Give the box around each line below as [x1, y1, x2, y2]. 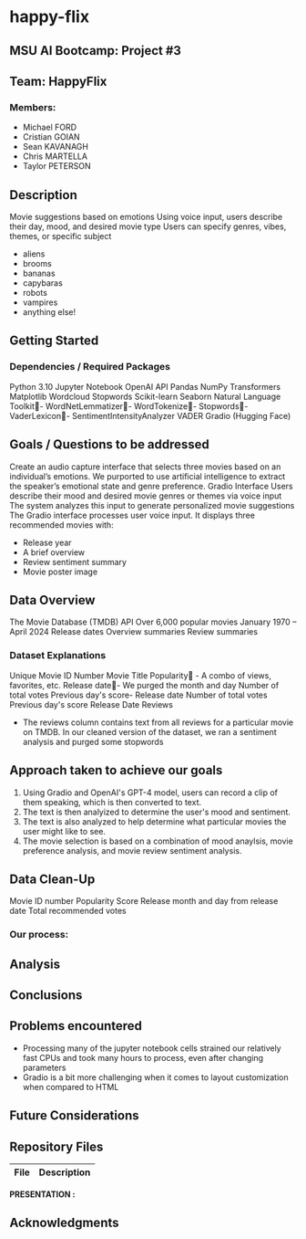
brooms [22, 258, 52, 269]
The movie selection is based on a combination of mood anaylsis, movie [22, 835, 293, 846]
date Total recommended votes [9, 906, 127, 917]
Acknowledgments [9, 1215, 120, 1231]
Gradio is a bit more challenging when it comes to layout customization [22, 1071, 289, 1083]
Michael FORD [22, 121, 77, 133]
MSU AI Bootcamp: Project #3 [9, 43, 182, 58]
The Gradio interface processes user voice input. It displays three [9, 509, 255, 520]
